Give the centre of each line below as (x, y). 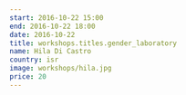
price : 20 (28, 77)
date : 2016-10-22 (42, 34)
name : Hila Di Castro (51, 52)
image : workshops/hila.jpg (61, 69)
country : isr (34, 60)
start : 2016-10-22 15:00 (57, 18)
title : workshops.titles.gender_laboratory (93, 43)
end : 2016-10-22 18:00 (52, 26)
